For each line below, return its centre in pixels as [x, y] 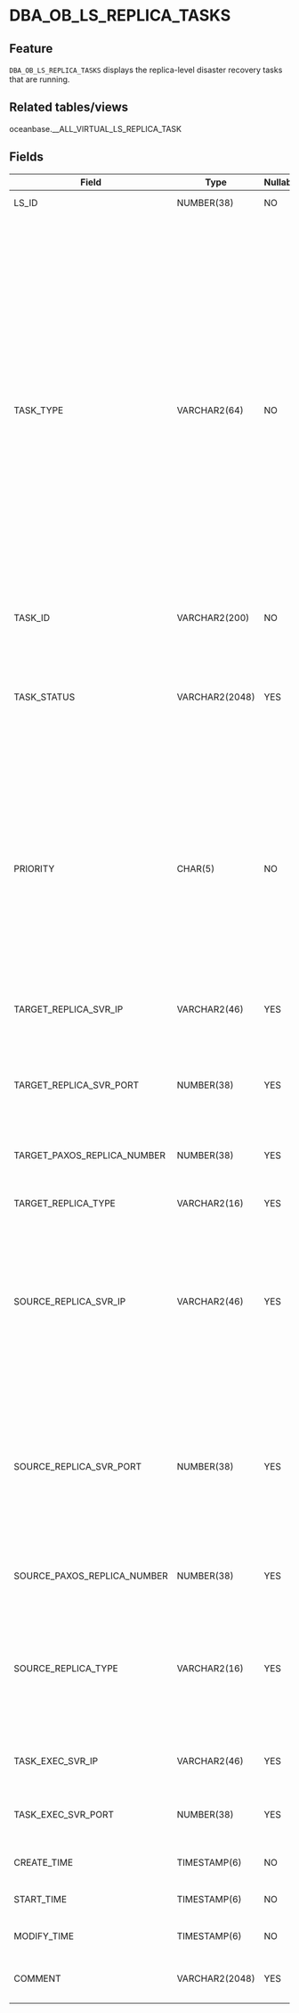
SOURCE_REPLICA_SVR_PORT [78, 1466]
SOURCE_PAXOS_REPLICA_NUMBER [91, 1576]
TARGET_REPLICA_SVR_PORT [77, 1085]
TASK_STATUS [44, 697]
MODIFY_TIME [44, 1935]
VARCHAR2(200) [213, 617]
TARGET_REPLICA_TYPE [65, 1203]
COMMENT [37, 1978]
